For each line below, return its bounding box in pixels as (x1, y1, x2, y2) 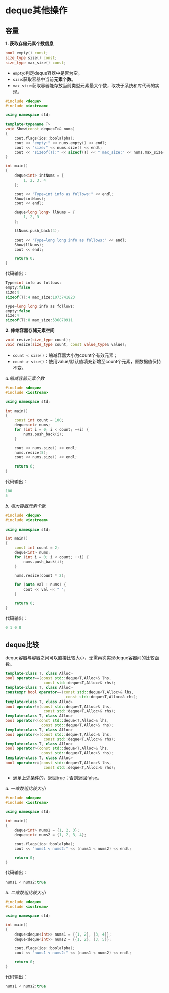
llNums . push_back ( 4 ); (14, 228, 59, 233)
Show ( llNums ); (14, 242, 44, 247)
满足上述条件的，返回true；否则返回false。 (12, 775, 102, 781)
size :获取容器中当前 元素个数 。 (12, 76, 76, 82)
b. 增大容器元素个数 (5, 503, 46, 509)
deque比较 (5, 640, 39, 649)
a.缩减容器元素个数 (5, 375, 45, 381)
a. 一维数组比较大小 (5, 785, 46, 791)
